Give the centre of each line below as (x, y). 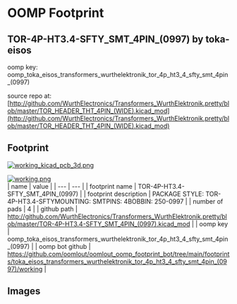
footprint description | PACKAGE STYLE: (146, 194)
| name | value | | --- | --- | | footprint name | (72, 186)
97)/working (25, 269)
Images (24, 291)
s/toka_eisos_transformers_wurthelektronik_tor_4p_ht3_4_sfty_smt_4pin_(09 (117, 261)
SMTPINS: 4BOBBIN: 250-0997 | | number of (158, 201)
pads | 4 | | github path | (42, 209)
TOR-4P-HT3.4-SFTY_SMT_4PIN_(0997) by (105, 39)
